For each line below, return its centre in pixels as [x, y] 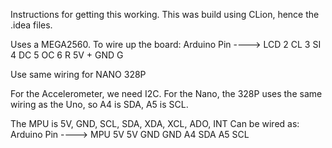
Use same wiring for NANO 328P [78, 74]
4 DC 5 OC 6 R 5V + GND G [67, 55]
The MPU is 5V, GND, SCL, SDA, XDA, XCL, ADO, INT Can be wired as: [155, 123]
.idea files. [31, 25]
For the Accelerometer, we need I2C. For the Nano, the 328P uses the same [166, 93]
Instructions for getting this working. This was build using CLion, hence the [165, 14]
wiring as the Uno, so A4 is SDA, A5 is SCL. [99, 104]
